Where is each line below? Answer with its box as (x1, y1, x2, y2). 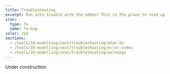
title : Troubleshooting (5, 7, 56, 13)
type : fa (10, 21, 29, 27)
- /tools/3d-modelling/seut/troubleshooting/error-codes (10, 45, 133, 50)
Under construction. (5, 64, 47, 70)
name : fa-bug (10, 26, 38, 31)
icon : (5, 17, 17, 22)
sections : (5, 36, 26, 41)
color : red (5, 31, 29, 36)
